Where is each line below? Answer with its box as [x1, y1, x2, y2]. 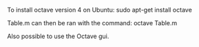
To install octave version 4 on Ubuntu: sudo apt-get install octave [7, 6, 193, 14]
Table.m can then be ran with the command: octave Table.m [7, 19, 178, 27]
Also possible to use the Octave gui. [7, 32, 109, 40]
